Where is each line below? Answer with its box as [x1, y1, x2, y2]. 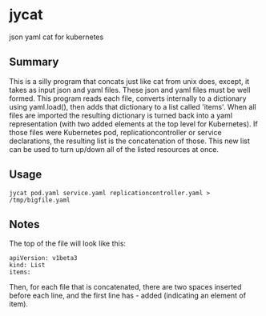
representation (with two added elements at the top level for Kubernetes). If [9, 118, 259, 129]
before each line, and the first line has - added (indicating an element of [9, 290, 247, 301]
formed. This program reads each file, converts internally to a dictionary [9, 94, 247, 103]
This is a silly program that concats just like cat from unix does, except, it [9, 76, 250, 86]
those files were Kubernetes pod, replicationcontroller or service [9, 127, 223, 137]
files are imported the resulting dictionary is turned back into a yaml [9, 110, 233, 120]
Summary [9, 55, 59, 69]
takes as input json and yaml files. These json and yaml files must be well [9, 85, 251, 94]
